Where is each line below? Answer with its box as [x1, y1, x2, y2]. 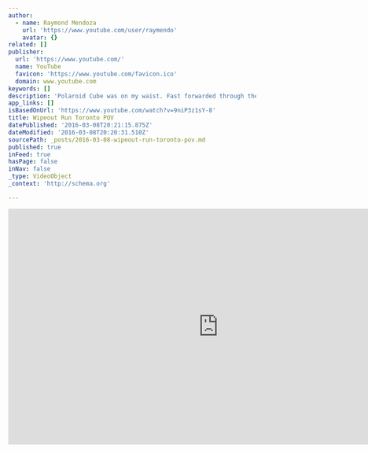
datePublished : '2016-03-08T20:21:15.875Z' [8, 121, 153, 129]
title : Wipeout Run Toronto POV [8, 114, 114, 122]
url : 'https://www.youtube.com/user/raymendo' [22, 26, 178, 34]
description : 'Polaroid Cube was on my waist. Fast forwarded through [8, 92, 245, 100]
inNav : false [8, 165, 51, 173]
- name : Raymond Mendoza [15, 19, 97, 27]
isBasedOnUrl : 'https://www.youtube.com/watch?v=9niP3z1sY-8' [8, 107, 216, 115]
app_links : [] [8, 99, 55, 107]
